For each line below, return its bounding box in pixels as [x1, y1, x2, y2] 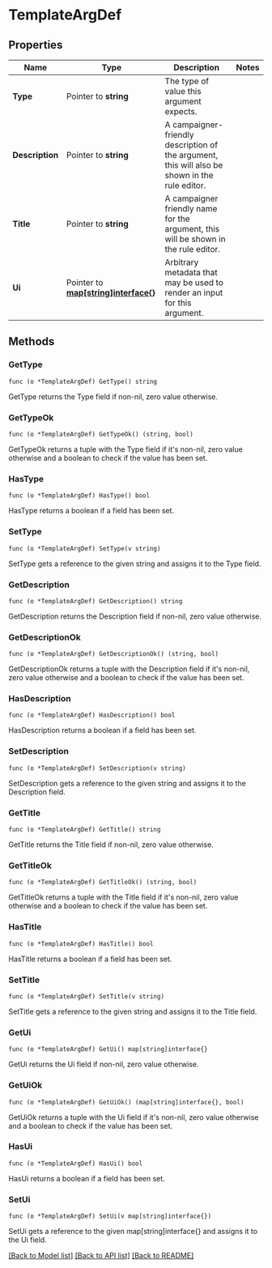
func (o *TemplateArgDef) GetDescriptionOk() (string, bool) [8, 650, 219, 658]
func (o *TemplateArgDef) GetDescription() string [8, 597, 183, 605]
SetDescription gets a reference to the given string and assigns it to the [8, 778, 247, 788]
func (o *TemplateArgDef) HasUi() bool [8, 1159, 143, 1168]
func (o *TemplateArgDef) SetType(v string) [8, 544, 161, 552]
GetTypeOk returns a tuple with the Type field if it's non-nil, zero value [8, 444, 243, 454]
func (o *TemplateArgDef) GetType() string [8, 377, 158, 385]
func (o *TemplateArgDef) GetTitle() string [8, 826, 161, 834]
